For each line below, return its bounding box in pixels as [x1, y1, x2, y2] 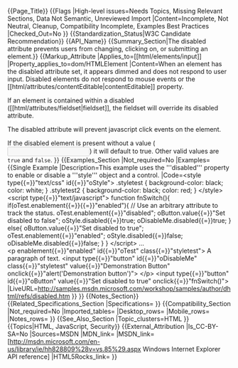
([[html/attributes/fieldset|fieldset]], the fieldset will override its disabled [7, 104, 219, 112]
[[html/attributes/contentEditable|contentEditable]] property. [7, 83, 184, 90]
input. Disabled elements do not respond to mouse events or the [7, 75, 195, 83]
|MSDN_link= [116, 330, 155, 338]
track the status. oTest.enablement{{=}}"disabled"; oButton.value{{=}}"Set [7, 209, 225, 217]
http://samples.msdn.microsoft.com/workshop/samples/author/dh [38, 285, 231, 293]
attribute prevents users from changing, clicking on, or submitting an [7, 45, 208, 53]
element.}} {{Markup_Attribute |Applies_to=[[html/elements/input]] [7, 52, 202, 61]
